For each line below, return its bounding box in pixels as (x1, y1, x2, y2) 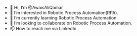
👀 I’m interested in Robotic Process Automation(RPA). (9, 10, 119, 16)
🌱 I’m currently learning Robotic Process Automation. (9, 15, 118, 20)
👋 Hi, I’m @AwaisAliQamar (9, 5, 63, 10)
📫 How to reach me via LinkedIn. (9, 26, 78, 31)
